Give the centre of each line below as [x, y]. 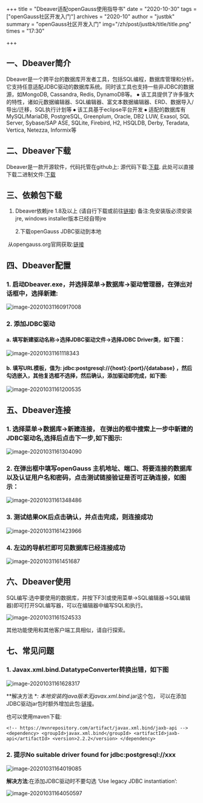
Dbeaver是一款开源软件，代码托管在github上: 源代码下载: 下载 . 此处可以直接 [100, 166]
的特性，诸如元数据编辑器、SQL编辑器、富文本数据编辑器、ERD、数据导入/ [100, 101]
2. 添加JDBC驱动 [31, 324]
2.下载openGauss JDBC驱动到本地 [58, 231]
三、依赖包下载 [34, 195]
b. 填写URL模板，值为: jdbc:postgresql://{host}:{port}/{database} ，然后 [99, 368]
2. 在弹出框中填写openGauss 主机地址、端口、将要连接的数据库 [99, 468]
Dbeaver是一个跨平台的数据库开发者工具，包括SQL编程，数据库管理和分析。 [102, 79]
